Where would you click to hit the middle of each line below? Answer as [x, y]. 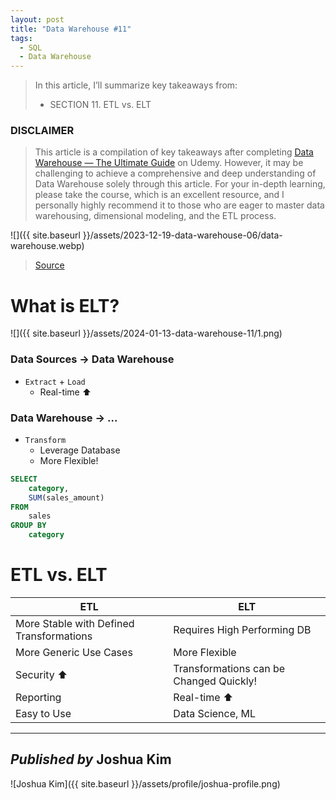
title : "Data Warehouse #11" [71, 29]
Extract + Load [55, 381]
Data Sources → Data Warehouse [92, 359]
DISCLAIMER [42, 131]
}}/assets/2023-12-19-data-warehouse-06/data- [182, 235]
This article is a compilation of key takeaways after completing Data [174, 152]
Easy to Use [43, 714]
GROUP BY [28, 526]
